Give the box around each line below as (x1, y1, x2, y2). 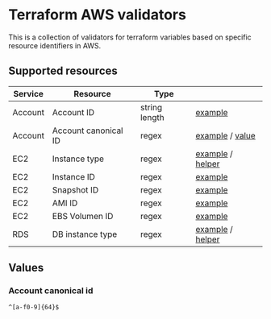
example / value (195, 130, 256, 141)
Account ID (52, 106, 95, 118)
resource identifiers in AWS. (8, 40, 102, 50)
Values (8, 261, 44, 275)
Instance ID (52, 171, 95, 182)
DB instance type (52, 228, 118, 239)
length (140, 111, 165, 122)
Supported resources (8, 64, 119, 78)
